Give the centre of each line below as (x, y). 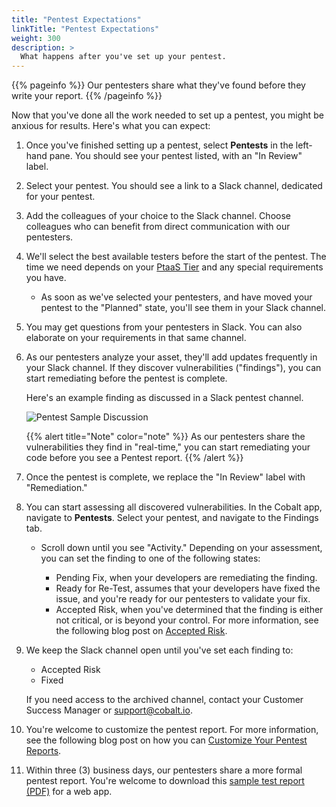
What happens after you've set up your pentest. (123, 57)
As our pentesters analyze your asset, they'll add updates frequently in (171, 357)
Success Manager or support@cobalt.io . (109, 710)
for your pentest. (60, 197)
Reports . (43, 751)
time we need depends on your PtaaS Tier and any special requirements (174, 267)
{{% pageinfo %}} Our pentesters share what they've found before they (158, 85)
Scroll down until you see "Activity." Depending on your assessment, (181, 548)
